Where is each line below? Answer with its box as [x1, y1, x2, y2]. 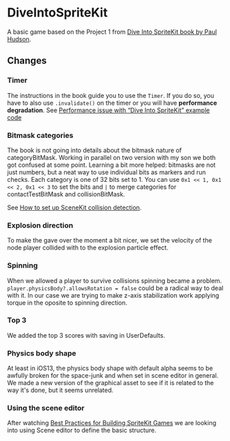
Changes [7, 55, 47, 67]
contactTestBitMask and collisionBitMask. [7, 189, 125, 198]
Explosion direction [7, 220, 74, 230]
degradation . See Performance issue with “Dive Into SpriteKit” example [7, 105, 210, 114]
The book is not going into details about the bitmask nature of [7, 146, 182, 154]
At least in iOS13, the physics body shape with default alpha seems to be [7, 364, 213, 373]
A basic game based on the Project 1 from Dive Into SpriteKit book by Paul [7, 28, 217, 36]
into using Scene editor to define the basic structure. [7, 426, 157, 435]
